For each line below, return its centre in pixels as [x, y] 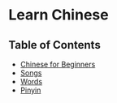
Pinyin [30, 90]
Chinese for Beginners [58, 64]
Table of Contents [55, 45]
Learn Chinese [58, 15]
